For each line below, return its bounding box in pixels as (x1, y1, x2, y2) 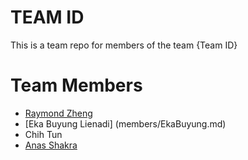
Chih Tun (24, 128, 63, 140)
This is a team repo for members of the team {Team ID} (10, 39, 238, 51)
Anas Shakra (24, 139, 78, 151)
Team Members (10, 74, 143, 97)
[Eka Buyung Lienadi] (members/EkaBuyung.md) (24, 117, 227, 130)
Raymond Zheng (24, 107, 93, 119)
